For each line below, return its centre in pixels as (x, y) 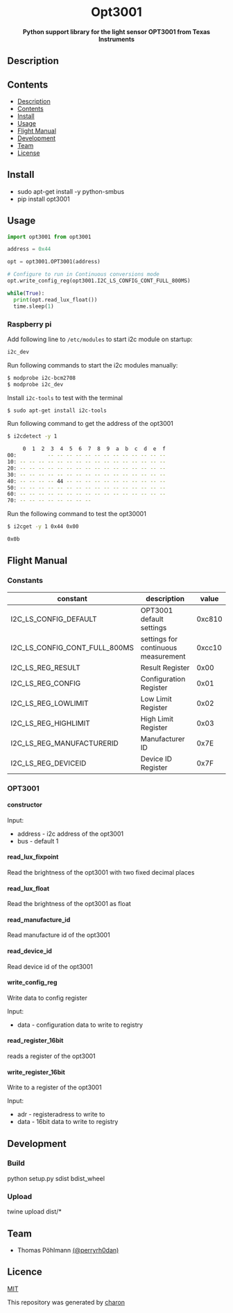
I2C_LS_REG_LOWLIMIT (50, 703)
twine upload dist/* (35, 1212)
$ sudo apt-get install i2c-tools (57, 411)
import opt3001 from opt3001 (49, 237)
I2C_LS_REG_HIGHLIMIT (50, 723)
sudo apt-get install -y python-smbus (71, 191)
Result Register (165, 668)
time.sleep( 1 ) (34, 306)
